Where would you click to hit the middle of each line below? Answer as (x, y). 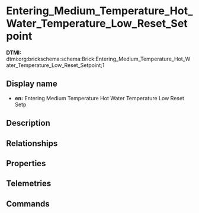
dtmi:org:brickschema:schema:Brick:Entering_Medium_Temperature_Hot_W (98, 59)
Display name (32, 84)
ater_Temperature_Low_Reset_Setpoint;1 (55, 65)
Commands (28, 204)
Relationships (32, 143)
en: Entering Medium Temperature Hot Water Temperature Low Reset (99, 98)
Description (28, 123)
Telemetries (29, 184)
